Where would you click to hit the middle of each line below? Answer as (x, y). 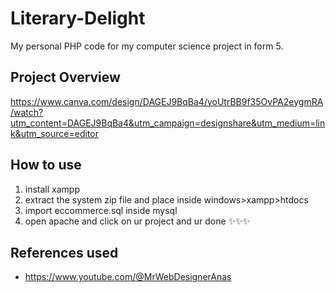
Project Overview (65, 77)
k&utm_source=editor (54, 133)
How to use (46, 165)
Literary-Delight (78, 18)
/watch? (27, 112)
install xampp (52, 189)
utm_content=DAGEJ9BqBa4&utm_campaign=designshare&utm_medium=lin (168, 123)
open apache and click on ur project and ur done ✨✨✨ (137, 221)
